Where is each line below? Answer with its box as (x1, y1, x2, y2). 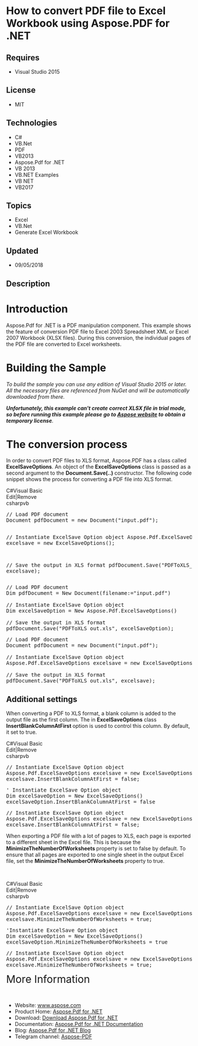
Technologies (6, 118, 58, 128)
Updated (6, 246, 39, 256)
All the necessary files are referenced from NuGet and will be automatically (6, 387, 190, 394)
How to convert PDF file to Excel (6, 4, 166, 18)
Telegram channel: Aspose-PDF (14, 1033, 93, 1040)
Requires (6, 52, 40, 62)
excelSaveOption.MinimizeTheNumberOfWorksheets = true (6, 939, 168, 946)
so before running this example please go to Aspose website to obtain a (6, 411, 186, 418)
